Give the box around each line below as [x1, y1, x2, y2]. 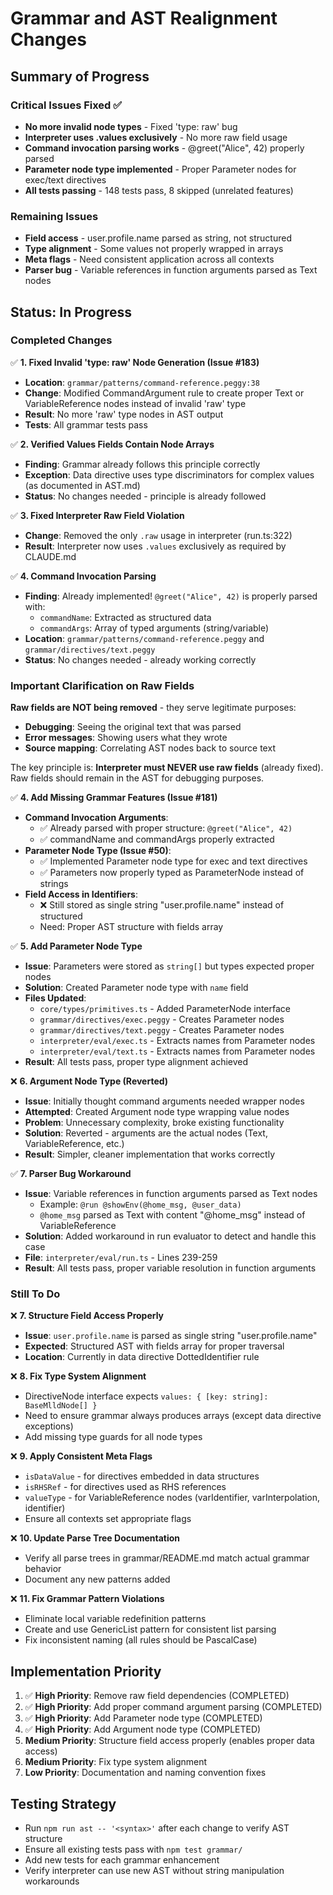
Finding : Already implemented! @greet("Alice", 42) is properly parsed [24, 590, 318, 602]
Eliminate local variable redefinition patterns [24, 1613, 207, 1625]
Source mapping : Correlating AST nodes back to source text [24, 742, 276, 754]
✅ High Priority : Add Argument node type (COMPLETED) [24, 1723, 262, 1736]
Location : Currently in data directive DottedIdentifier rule [24, 1351, 260, 1363]
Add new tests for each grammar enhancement [24, 1854, 220, 1866]
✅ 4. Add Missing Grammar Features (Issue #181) [10, 792, 218, 804]
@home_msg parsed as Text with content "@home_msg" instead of [39, 1209, 306, 1221]
